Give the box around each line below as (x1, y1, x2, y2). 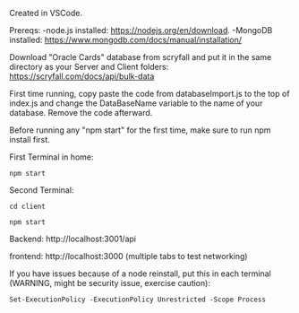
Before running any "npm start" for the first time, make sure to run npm (9, 125, 271, 135)
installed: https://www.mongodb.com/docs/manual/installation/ (9, 35, 243, 45)
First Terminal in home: (9, 152, 94, 162)
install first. (9, 135, 51, 144)
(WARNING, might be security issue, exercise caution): (9, 278, 210, 288)
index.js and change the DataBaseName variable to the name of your (9, 98, 263, 109)
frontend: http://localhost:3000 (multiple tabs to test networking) (9, 251, 248, 261)
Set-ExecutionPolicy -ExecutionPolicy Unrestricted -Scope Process (9, 295, 267, 304)
